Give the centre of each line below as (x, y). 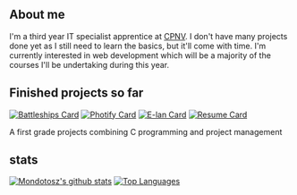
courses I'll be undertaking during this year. (89, 64)
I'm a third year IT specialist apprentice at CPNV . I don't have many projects (148, 36)
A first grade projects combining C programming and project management (146, 131)
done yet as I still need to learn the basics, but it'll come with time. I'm (138, 46)
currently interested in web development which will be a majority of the (140, 55)
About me (37, 15)
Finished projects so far (76, 93)
